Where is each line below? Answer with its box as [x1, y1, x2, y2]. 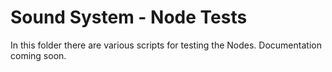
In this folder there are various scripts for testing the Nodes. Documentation [10, 39, 322, 51]
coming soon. [10, 49, 67, 61]
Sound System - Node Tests [10, 6, 248, 29]
